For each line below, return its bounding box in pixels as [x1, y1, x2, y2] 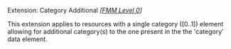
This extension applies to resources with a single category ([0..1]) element [7, 20, 224, 28]
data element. [7, 35, 48, 43]
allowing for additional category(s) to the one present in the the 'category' [7, 28, 224, 36]
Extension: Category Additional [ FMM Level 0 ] [7, 6, 142, 14]
